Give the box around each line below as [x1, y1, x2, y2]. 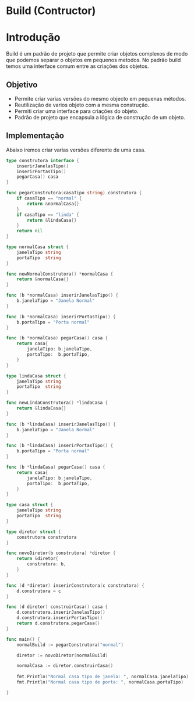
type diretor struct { [6, 528, 61, 535]
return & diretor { [16, 556, 59, 562]
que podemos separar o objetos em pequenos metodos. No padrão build [6, 57, 181, 64]
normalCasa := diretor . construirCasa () [16, 663, 114, 669]
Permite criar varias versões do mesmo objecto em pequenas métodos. [14, 95, 186, 102]
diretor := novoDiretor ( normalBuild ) [16, 652, 108, 658]
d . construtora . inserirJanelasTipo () [16, 610, 106, 616]
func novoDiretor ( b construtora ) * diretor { [6, 550, 116, 556]
